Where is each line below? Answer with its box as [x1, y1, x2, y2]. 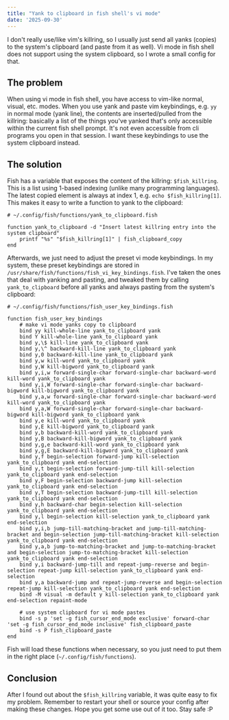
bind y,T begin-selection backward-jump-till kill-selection [19, 489, 197, 497]
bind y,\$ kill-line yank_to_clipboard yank [19, 340, 149, 347]
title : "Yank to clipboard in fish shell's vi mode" [7, 10, 161, 17]
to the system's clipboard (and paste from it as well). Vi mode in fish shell [7, 42, 215, 51]
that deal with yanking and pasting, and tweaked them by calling [7, 275, 189, 284]
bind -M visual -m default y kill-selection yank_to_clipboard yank [19, 591, 219, 598]
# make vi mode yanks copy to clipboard [19, 321, 136, 329]
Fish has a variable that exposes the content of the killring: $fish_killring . [7, 177, 219, 185]
